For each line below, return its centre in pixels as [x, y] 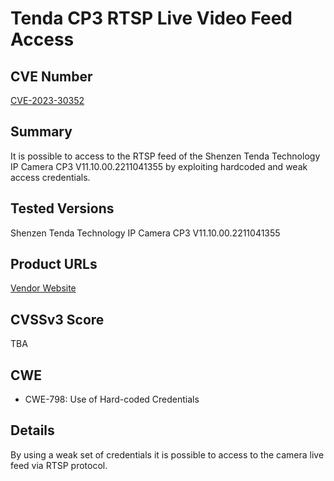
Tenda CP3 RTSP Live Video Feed [151, 18]
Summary [41, 132]
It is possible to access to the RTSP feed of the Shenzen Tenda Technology [165, 156]
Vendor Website [43, 288]
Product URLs [54, 264]
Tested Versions [62, 208]
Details [32, 430]
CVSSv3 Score [57, 319]
